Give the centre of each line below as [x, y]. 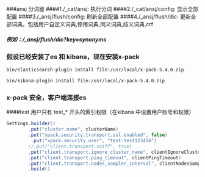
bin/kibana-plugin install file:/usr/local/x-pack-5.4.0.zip [86, 81]
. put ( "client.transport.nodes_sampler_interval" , [92, 164]
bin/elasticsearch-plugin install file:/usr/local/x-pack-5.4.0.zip [95, 70]
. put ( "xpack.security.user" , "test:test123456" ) [94, 141]
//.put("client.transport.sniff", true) [80, 146]
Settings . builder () [31, 124]
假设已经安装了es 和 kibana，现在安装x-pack [73, 57]
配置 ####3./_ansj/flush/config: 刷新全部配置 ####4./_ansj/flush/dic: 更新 [99, 16]
